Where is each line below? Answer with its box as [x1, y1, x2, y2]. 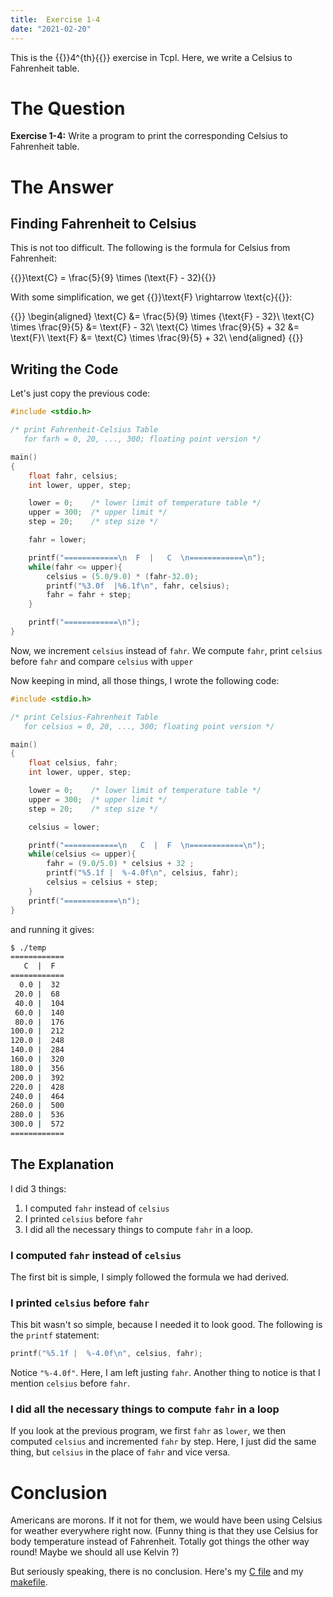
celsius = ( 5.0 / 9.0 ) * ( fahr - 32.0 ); [46, 571, 199, 581]
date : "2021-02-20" [10, 24, 92, 34]
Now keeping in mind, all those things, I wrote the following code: [10, 674, 280, 686]
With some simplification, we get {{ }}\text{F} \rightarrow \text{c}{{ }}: [10, 291, 293, 303]
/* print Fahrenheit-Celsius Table [10, 425, 159, 435]
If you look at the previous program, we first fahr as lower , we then [10, 1425, 287, 1437]
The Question [10, 97, 126, 120]
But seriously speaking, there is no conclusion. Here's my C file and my [10, 1566, 304, 1578]
